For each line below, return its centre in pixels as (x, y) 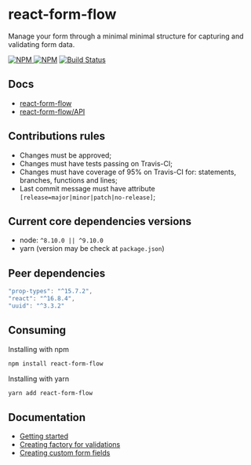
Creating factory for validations (70, 445)
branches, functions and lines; (68, 180)
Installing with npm (38, 349)
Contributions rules (57, 136)
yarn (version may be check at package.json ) (92, 249)
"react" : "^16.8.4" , (42, 299)
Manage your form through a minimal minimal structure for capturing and (126, 36)
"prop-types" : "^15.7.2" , (50, 292)
